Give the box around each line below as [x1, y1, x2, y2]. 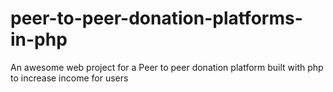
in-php [10, 28, 68, 51]
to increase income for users [10, 72, 129, 84]
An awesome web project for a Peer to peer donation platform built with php [10, 61, 324, 73]
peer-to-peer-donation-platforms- [10, 7, 303, 30]
